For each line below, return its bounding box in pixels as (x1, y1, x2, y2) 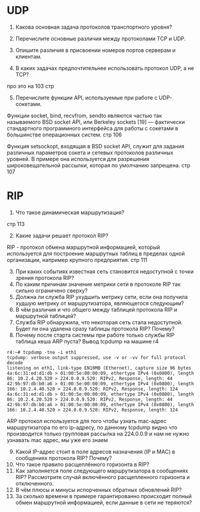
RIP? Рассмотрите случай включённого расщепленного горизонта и (15, 473, 190, 480)
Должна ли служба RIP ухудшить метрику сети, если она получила (15, 293, 188, 300)
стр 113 (7, 220, 25, 227)
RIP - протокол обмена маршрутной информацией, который (7, 243, 161, 251)
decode (7, 359, 23, 365)
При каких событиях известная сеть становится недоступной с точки (15, 267, 194, 275)
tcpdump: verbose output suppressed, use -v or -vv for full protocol (7, 354, 186, 361)
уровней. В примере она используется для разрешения (7, 155, 150, 162)
